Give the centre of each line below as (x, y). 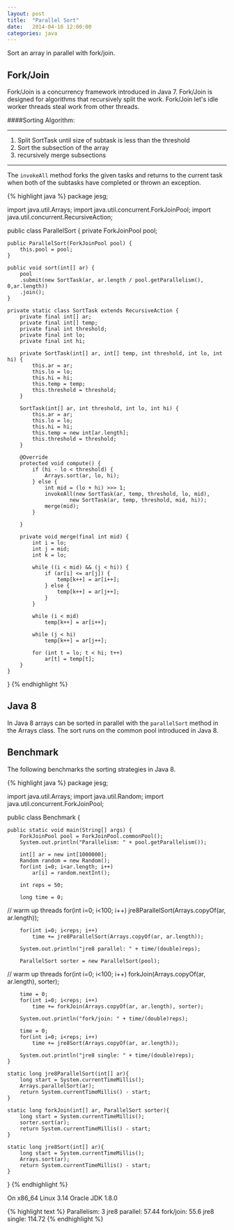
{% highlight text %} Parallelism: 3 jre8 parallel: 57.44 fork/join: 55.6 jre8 (111, 1211)
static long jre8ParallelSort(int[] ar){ (68, 1074)
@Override (34, 457)
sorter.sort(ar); (45, 1122)
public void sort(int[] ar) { (51, 268)
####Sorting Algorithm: (41, 120)
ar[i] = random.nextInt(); (71, 873)
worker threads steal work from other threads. (73, 107)
